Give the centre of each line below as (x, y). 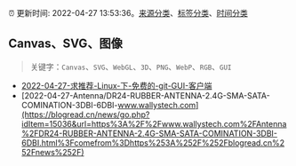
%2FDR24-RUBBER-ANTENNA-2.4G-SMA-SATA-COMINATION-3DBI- (149, 133)
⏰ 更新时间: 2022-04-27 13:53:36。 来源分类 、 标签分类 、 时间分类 (128, 13)
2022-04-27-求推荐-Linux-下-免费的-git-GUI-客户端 (116, 85)
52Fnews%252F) (53, 152)
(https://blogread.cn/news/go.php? (85, 115)
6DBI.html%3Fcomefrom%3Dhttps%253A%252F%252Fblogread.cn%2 (153, 142)
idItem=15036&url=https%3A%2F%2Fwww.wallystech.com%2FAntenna (154, 123)
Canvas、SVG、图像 (66, 44)
